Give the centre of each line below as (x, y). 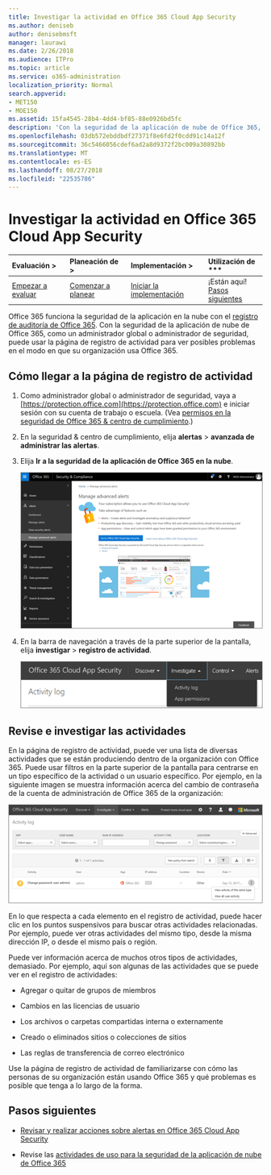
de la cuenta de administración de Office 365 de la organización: (116, 793)
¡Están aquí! (228, 281)
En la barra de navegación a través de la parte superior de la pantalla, (135, 642)
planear (82, 294)
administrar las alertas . (59, 446)
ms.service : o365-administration (65, 77)
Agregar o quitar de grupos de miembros (88, 990)
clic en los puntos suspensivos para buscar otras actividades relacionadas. (133, 924)
